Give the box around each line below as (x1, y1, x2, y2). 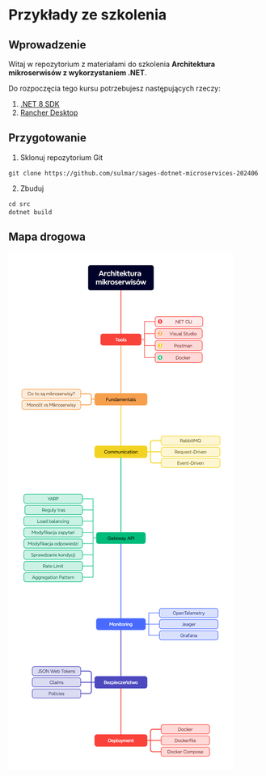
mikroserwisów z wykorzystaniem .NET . (8, 68, 147, 78)
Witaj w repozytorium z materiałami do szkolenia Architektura (8, 59, 216, 69)
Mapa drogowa (8, 230, 87, 244)
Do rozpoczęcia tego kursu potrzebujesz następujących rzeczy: (8, 83, 221, 93)
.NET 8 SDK (19, 99, 60, 108)
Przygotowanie (8, 131, 87, 145)
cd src (8, 200, 31, 208)
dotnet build (8, 208, 53, 216)
